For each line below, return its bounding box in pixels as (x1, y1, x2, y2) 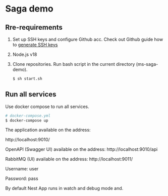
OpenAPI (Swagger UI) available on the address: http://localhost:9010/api (5, 146, 158, 152)
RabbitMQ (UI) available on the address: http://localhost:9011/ (5, 156, 133, 162)
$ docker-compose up (5, 118, 49, 123)
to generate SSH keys (12, 42, 58, 48)
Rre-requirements (5, 23, 63, 32)
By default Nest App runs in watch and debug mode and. (5, 185, 124, 191)
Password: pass (5, 175, 39, 181)
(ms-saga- (136, 61, 158, 67)
